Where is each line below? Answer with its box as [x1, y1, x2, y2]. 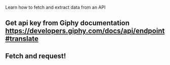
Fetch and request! [5, 51, 66, 60]
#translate [5, 35, 39, 43]
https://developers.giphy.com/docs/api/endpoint [5, 27, 165, 35]
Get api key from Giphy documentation [5, 19, 130, 27]
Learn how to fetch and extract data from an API [5, 5, 106, 10]
